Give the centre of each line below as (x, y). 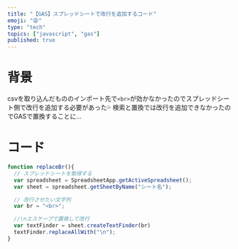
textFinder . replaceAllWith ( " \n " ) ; (65, 232)
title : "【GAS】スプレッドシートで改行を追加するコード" (82, 14)
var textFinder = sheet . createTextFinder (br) (82, 226)
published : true (31, 40)
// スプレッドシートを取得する (53, 173)
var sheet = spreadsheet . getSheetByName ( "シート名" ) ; (93, 187)
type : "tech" (27, 27)
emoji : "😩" (25, 21)
